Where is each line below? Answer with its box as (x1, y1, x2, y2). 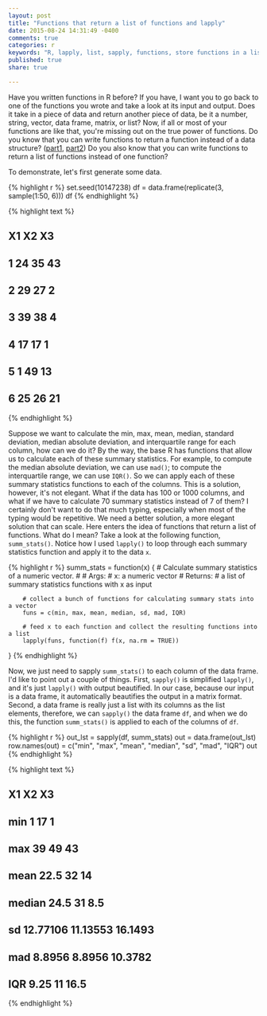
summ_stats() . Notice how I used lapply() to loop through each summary (8, 539, 248, 548)
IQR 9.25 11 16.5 (8, 978, 87, 991)
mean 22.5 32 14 (8, 869, 93, 883)
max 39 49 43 (8, 842, 79, 856)
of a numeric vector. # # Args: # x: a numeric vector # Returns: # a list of (8, 571, 246, 580)
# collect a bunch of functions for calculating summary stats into (22, 594, 254, 602)
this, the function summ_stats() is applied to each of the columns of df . (8, 716, 239, 726)
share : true (8, 64, 48, 72)
